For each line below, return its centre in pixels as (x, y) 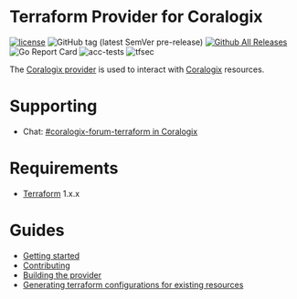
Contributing (46, 265)
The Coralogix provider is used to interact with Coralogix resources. (137, 69)
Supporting (53, 106)
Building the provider (62, 274)
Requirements (64, 168)
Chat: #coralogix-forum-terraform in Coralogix (110, 131)
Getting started (51, 255)
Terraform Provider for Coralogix (136, 17)
